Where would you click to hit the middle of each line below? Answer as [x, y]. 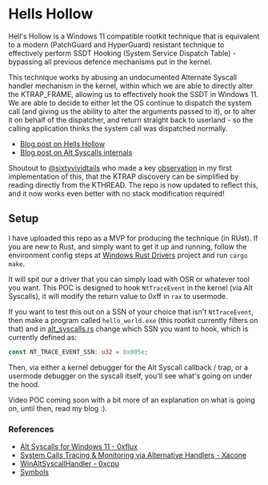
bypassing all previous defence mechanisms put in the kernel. [110, 62]
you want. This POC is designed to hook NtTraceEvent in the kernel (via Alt [131, 287]
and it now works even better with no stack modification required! [117, 193]
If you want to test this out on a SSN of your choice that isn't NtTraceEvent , [131, 311]
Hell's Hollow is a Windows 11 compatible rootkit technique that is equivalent [134, 36]
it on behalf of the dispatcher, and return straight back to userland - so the [131, 119]
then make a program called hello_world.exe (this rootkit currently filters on [133, 320]
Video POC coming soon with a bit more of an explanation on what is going [132, 400]
